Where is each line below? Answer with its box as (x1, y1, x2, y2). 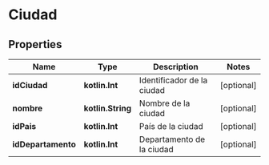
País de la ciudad (139, 121, 204, 131)
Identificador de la (139, 74, 208, 86)
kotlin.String (83, 103, 132, 114)
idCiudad (12, 80, 48, 91)
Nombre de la (139, 98, 191, 109)
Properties (8, 38, 62, 51)
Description (153, 62, 199, 72)
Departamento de (139, 134, 206, 145)
